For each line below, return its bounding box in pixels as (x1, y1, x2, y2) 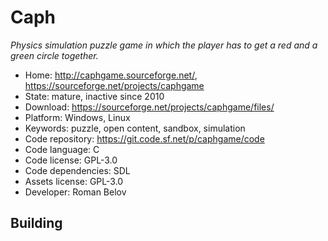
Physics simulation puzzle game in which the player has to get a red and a (10, 39, 318, 51)
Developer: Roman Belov (24, 186, 127, 198)
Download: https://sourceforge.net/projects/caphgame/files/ (24, 101, 275, 113)
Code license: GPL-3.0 (24, 154, 118, 166)
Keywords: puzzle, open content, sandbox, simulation (24, 122, 246, 134)
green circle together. (10, 49, 99, 61)
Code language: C (24, 143, 100, 155)
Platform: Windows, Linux (24, 111, 131, 123)
